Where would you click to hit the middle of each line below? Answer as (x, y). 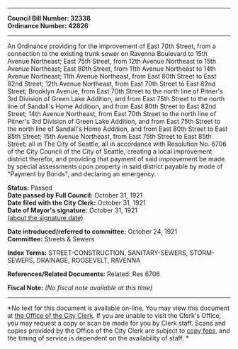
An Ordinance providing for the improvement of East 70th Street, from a (112, 46)
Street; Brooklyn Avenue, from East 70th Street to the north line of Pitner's (115, 91)
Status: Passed (30, 188)
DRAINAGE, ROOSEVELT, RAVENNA (89, 260)
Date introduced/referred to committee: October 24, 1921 (92, 231)
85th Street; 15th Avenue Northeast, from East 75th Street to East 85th (109, 136)
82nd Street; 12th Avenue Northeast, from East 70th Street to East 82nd (112, 84)
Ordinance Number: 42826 (48, 26)
